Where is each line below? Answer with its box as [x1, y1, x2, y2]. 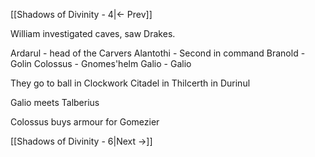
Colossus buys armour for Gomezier [10, 116, 160, 128]
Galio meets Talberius [10, 97, 100, 108]
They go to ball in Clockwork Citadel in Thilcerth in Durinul [10, 77, 251, 89]
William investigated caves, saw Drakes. [10, 28, 176, 39]
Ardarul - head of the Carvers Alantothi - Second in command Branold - [10, 47, 306, 59]
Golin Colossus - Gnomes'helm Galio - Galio [10, 58, 192, 69]
